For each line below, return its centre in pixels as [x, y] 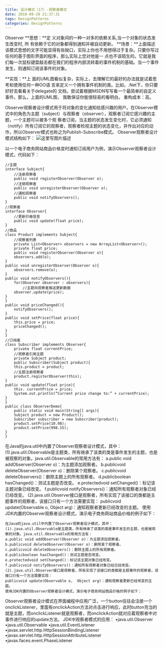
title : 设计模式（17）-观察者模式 [36, 10]
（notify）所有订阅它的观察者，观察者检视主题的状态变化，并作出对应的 [77, 126]
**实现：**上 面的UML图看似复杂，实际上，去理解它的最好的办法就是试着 [79, 79]
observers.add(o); [32, 257]
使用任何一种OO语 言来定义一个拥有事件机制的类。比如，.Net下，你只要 [86, 85]
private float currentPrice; [43, 349]
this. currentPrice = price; [43, 389]
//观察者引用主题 [29, 354]
